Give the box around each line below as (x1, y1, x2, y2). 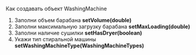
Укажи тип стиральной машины (14, 36, 96, 42)
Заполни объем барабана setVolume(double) (14, 17, 132, 23)
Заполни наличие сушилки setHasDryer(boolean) (14, 29, 142, 36)
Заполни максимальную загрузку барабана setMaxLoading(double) (14, 23, 191, 30)
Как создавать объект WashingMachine (5, 5, 107, 12)
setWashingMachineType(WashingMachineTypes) (14, 42, 144, 49)
